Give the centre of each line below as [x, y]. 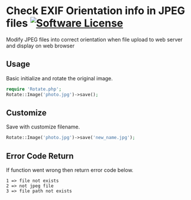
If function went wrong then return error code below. [70, 170]
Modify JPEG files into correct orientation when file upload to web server [94, 39]
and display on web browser [40, 46]
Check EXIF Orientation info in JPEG [95, 11]
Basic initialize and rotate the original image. [60, 78]
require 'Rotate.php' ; [34, 89]
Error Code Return [40, 156]
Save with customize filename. [43, 127]
